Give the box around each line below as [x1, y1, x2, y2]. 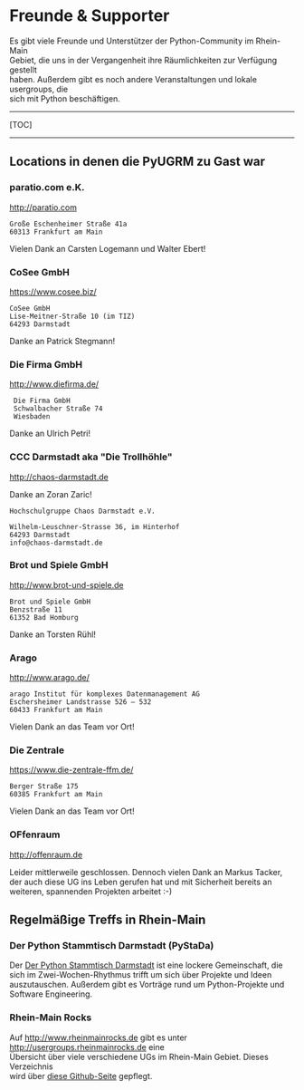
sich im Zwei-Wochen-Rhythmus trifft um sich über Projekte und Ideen [9, 969, 272, 980]
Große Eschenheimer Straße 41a [9, 219, 128, 228]
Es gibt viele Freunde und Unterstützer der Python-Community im [9, 35, 254, 46]
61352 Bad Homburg [9, 613, 79, 622]
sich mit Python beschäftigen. [9, 92, 120, 104]
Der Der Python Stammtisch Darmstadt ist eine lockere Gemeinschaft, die [9, 960, 283, 970]
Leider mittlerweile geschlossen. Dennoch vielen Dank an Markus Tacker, [9, 866, 283, 877]
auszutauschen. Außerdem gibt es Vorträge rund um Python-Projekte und [9, 979, 285, 990]
